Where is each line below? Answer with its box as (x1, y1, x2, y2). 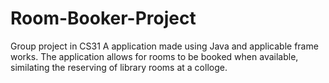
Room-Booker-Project (10, 7, 197, 30)
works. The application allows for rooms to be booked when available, (10, 50, 299, 62)
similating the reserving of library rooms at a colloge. (10, 61, 228, 73)
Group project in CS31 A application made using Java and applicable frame (10, 40, 319, 52)
